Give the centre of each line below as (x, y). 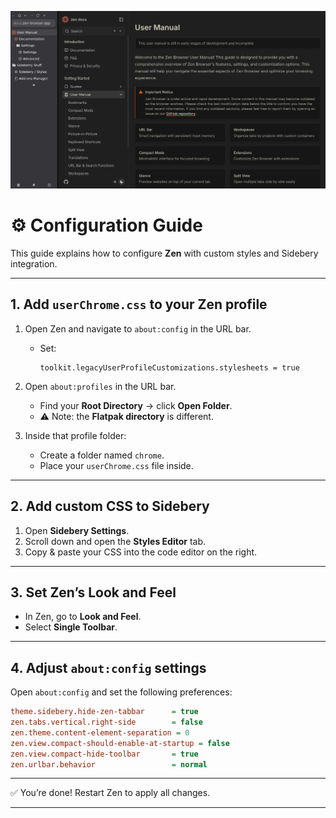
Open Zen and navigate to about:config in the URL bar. (138, 328)
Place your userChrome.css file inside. (116, 465)
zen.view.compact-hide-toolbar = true (104, 754)
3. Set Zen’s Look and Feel (93, 592)
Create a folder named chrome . (102, 455)
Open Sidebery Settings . (77, 530)
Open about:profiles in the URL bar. (100, 386)
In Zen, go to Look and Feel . (83, 617)
